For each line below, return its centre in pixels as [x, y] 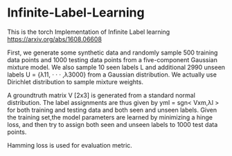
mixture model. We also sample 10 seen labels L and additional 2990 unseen [116, 67]
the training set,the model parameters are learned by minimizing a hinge [110, 117]
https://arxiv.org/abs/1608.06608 [55, 39]
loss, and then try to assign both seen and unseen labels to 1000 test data [113, 124]
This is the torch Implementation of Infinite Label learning [89, 32]
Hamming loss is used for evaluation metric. [70, 145]
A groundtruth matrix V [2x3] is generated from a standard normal [101, 95]
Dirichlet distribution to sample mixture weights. [75, 81]
